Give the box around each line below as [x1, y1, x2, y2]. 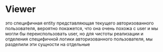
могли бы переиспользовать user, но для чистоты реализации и [5, 30, 144, 36]
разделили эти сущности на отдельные [5, 41, 90, 47]
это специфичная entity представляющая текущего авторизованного [5, 20, 154, 26]
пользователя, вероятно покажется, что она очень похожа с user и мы [5, 25, 158, 31]
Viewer [5, 3, 36, 15]
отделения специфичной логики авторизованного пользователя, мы [5, 36, 153, 42]
